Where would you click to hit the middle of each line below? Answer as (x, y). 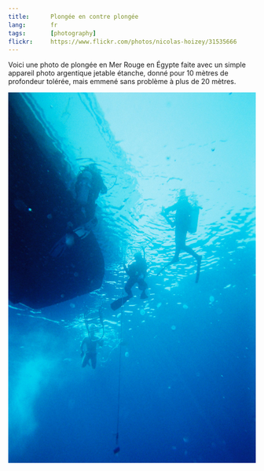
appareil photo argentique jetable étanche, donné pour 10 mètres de (119, 73)
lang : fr (33, 25)
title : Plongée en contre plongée (73, 17)
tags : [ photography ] (52, 33)
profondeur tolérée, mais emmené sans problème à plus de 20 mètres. (122, 82)
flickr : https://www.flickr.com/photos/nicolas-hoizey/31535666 (123, 42)
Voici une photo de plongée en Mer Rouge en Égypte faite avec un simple (127, 65)
